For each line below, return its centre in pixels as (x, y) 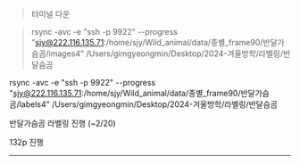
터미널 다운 (50, 14)
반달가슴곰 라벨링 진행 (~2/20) (62, 123)
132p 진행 (27, 142)
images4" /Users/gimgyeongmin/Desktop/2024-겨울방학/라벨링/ (166, 54)
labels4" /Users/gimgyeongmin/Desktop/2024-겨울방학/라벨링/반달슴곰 (149, 104)
